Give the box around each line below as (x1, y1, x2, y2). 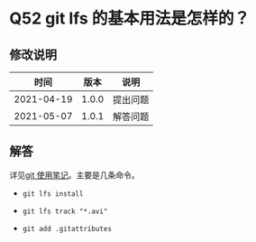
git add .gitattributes (22, 224, 113, 233)
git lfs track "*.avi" (22, 207, 108, 216)
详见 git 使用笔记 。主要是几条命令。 (9, 169, 140, 181)
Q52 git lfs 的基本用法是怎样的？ (9, 8, 251, 29)
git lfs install (22, 189, 84, 199)
